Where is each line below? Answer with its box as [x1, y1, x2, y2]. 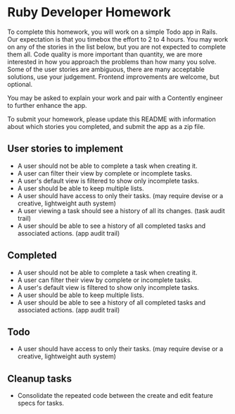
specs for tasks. [17, 399, 65, 408]
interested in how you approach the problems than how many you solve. [7, 57, 217, 66]
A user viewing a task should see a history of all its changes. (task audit [17, 206, 225, 215]
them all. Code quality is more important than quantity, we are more [7, 50, 203, 59]
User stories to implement [7, 142, 123, 155]
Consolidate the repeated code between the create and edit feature [17, 391, 213, 400]
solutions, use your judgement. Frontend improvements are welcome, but [7, 72, 220, 81]
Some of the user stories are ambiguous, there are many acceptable [7, 65, 205, 73]
